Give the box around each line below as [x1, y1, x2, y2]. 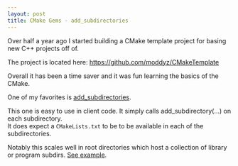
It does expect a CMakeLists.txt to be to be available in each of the [7, 121, 204, 130]
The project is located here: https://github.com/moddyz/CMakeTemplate [7, 57, 220, 66]
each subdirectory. [7, 114, 63, 123]
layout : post [7, 10, 46, 18]
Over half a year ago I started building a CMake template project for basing [7, 36, 227, 45]
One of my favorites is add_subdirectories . [7, 93, 131, 101]
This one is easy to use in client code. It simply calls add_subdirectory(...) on [7, 106, 232, 115]
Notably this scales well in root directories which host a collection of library [7, 143, 227, 151]
